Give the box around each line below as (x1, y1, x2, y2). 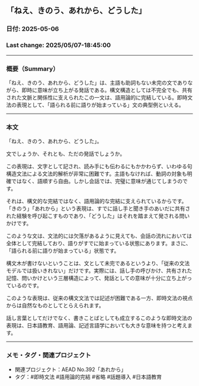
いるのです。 (11, 282, 43, 289)
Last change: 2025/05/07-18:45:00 (6, 41, 111, 49)
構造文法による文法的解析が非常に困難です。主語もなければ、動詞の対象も (6, 171, 188, 178)
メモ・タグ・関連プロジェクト (6, 351, 92, 359)
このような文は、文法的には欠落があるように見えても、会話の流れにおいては (6, 233, 192, 240)
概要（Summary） (6, 65, 59, 73)
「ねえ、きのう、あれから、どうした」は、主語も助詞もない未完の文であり (6, 79, 188, 86)
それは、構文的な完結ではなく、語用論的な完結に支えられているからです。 (6, 198, 187, 205)
